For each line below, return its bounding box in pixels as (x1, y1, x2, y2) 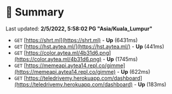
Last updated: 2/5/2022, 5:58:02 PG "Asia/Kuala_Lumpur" (5, 25, 153, 32)
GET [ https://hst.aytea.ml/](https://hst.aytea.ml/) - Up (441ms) (14, 43, 165, 50)
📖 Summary (5, 5, 64, 19)
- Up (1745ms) (102, 55, 138, 62)
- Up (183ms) (134, 80, 167, 88)
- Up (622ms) (117, 68, 151, 75)
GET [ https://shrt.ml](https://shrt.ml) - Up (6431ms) (14, 36, 138, 43)
